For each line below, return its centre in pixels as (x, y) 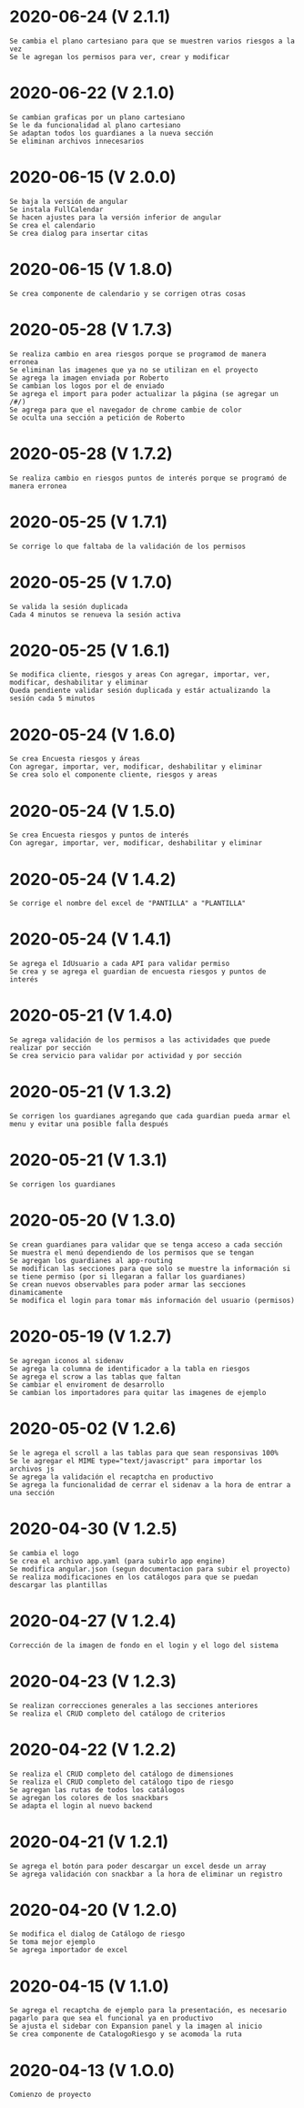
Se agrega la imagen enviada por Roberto (89, 378)
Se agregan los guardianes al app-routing (91, 1260)
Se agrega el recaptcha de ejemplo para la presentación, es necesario (148, 2011)
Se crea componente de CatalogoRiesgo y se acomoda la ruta (126, 2034)
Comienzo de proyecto (51, 2095)
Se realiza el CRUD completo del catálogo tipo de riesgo (122, 1782)
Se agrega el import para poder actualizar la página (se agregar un (144, 393)
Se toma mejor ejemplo (52, 1942)
